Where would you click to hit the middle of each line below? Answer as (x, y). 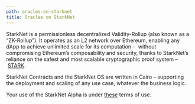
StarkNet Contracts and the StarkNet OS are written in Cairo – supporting (95, 77)
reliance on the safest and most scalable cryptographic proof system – (92, 59)
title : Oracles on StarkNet (41, 17)
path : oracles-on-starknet (39, 12)
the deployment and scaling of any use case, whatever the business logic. (96, 83)
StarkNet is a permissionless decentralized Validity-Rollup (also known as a (98, 34)
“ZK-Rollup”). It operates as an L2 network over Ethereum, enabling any (93, 40)
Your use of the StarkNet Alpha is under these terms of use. (79, 95)
